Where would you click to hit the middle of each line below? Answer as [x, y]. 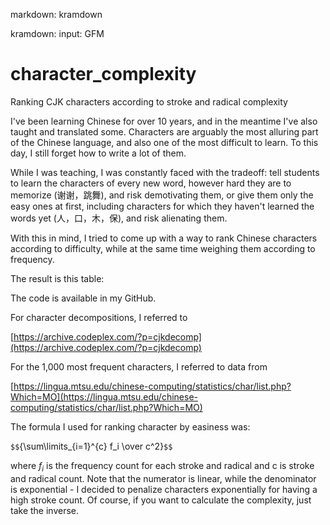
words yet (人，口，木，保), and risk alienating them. [119, 218]
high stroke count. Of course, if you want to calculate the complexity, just [161, 500]
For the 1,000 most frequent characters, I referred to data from [139, 366]
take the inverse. [45, 510]
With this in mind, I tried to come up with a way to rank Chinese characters [164, 238]
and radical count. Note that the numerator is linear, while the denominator [163, 478]
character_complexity [103, 74]
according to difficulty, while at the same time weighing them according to [163, 248]
